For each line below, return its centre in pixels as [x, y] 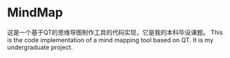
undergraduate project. [40, 47]
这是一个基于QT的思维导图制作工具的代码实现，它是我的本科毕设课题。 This [115, 32]
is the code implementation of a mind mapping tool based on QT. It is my [111, 40]
